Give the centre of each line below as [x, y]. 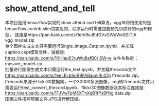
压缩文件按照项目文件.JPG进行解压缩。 [44, 99]
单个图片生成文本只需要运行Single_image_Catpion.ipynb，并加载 [70, 46]
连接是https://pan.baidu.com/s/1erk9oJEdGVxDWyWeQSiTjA [76, 35]
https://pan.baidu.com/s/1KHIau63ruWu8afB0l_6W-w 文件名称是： [72, 58]
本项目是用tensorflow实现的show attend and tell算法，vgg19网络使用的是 [78, 22]
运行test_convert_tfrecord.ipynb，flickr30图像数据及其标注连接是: [79, 88]
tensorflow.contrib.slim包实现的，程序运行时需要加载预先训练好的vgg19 [77, 28]
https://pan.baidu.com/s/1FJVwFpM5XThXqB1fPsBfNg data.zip [68, 93]
